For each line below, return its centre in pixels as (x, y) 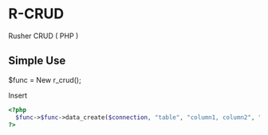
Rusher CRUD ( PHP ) (43, 36)
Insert (18, 95)
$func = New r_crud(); (45, 79)
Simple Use (37, 61)
